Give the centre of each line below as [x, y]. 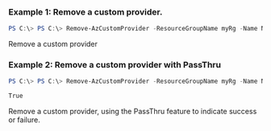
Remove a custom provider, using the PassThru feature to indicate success [133, 112]
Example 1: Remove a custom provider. [85, 12]
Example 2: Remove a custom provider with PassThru [115, 65]
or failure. [24, 120]
